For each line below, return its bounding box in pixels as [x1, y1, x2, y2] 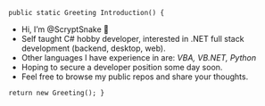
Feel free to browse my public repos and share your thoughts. [21, 71, 249, 82]
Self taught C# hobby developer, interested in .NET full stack [21, 34, 244, 44]
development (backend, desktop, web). [21, 43, 166, 53]
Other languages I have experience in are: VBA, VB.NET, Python [21, 53, 256, 62]
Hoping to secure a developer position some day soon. [21, 62, 223, 72]
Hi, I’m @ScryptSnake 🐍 [21, 24, 109, 35]
